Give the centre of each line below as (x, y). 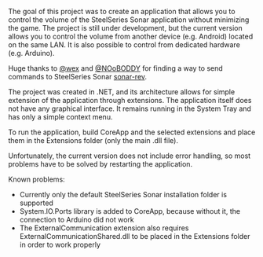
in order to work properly (60, 244)
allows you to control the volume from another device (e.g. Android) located (131, 36)
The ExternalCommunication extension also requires (104, 228)
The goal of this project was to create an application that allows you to (122, 11)
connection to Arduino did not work (77, 220)
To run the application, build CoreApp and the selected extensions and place (132, 132)
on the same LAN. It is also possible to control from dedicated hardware (124, 45)
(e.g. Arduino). (31, 53)
